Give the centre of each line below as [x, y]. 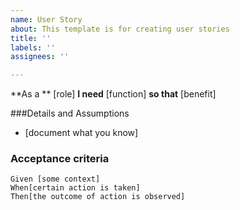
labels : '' [33, 47]
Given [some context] [55, 179]
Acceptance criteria [60, 159]
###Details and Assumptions [70, 113]
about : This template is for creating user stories [120, 29]
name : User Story [46, 19]
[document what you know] [81, 133]
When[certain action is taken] [75, 188]
